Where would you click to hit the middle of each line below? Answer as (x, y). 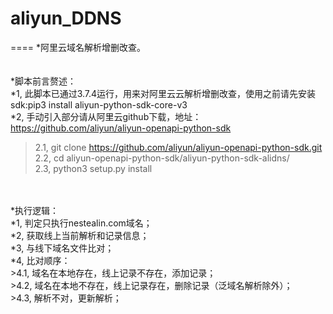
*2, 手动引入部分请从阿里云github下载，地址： (106, 116)
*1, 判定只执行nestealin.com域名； (81, 223)
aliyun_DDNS (66, 18)
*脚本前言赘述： (43, 81)
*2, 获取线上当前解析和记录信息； (80, 235)
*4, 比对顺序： (40, 260)
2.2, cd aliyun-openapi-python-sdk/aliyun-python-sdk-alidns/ (162, 158)
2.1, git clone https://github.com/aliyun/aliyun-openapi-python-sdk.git (178, 147)
